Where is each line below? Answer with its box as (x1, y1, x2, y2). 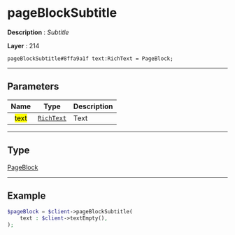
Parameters (7, 80, 59, 92)
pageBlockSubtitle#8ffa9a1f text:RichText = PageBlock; (7, 55, 173, 62)
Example (7, 190, 46, 201)
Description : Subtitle (7, 28, 69, 36)
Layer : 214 (7, 41, 40, 50)
